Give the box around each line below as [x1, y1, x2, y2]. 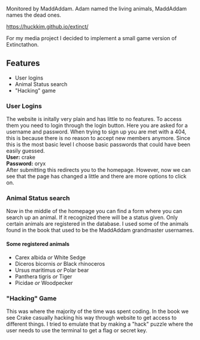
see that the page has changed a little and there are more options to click [6, 173, 187, 180]
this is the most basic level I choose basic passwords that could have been [6, 141, 190, 148]
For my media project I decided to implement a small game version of [6, 35, 177, 41]
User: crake [6, 154, 36, 161]
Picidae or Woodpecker [14, 279, 73, 286]
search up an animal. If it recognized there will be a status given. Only [6, 214, 178, 221]
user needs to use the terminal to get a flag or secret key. [6, 326, 148, 334]
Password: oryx [6, 160, 46, 167]
